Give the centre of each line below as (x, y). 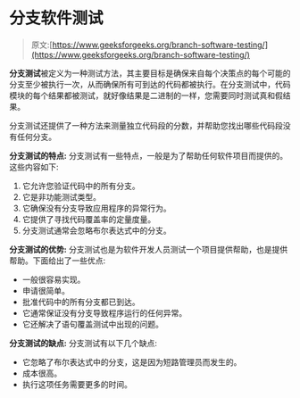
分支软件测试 (57, 18)
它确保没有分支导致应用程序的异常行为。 (96, 208)
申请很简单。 (46, 290)
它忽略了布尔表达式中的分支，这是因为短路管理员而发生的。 (132, 361)
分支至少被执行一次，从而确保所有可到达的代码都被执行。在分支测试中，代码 (150, 84)
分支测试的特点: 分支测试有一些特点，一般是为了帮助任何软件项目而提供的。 (149, 155)
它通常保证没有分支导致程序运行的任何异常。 (104, 312)
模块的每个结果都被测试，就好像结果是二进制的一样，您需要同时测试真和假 (146, 95)
